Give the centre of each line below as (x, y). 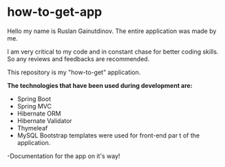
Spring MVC (34, 106)
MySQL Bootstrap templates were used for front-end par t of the (108, 135)
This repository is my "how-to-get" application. (74, 72)
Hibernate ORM (39, 113)
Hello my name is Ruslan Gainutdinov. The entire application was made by (112, 31)
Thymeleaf (32, 128)
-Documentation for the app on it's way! (64, 156)
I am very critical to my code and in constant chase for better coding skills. (113, 52)
